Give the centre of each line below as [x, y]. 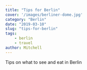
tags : [11, 33]
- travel [24, 43]
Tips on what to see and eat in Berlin [44, 62]
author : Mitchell [24, 48]
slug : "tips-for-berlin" [32, 29]
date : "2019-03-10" [26, 24]
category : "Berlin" [26, 19]
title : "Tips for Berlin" [33, 10]
